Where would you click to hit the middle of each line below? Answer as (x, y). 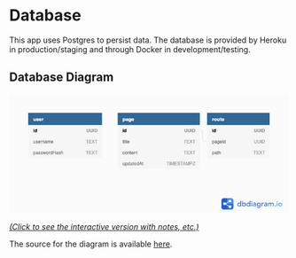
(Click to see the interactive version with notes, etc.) (104, 226)
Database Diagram (62, 78)
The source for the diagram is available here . (91, 244)
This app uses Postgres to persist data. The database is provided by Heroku (148, 40)
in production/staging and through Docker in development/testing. (130, 49)
